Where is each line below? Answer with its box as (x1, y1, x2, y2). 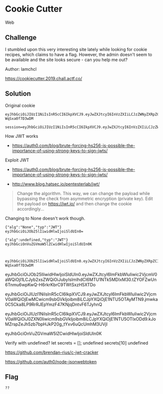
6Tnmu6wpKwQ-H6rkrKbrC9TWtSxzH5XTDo (5, 281, 96, 287)
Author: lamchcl (5, 66, 37, 72)
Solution (5, 90, 31, 98)
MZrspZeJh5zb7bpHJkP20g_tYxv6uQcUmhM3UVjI (5, 321, 108, 327)
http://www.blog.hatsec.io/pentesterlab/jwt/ (12, 181, 100, 187)
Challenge (5, 33, 37, 42)
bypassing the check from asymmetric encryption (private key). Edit (16, 196, 153, 201)
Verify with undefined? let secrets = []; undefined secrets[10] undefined (5, 340, 148, 345)
